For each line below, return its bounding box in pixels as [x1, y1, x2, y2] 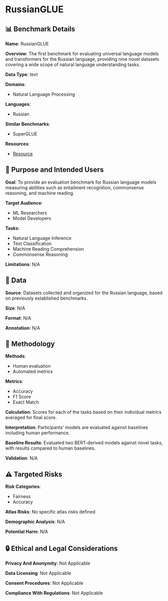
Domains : [5, 81, 26, 87]
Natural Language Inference [12, 235, 72, 241]
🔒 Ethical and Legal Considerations [5, 544, 118, 553]
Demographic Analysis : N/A [5, 519, 65, 525]
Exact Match [12, 399, 39, 405]
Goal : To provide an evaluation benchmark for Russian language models [5, 179, 157, 185]
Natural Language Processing [12, 91, 75, 97]
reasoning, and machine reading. [5, 190, 75, 196]
